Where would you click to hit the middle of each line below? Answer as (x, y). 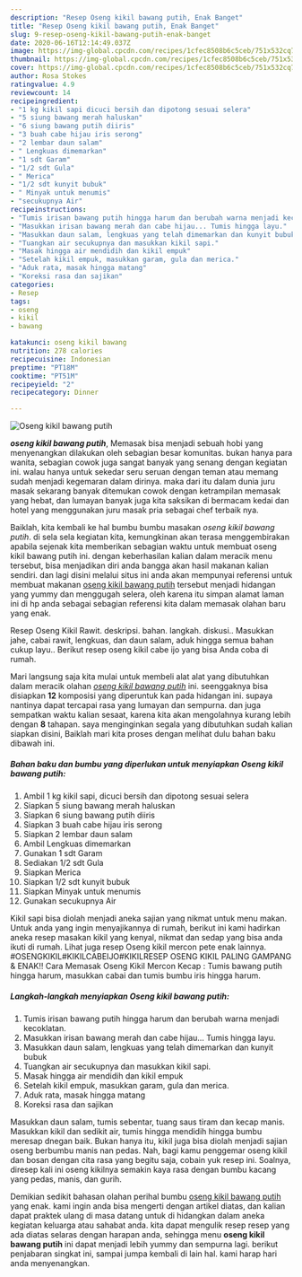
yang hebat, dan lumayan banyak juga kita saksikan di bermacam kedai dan (150, 501)
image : (22, 51)
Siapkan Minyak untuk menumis (82, 892)
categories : (32, 284)
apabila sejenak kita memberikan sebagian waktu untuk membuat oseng (143, 547)
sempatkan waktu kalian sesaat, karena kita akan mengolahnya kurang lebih (151, 715)
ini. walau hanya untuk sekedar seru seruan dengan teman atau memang (144, 472)
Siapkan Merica (52, 872)
